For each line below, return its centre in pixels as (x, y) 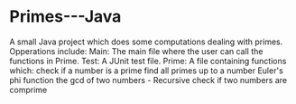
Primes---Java (65, 17)
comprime (28, 90)
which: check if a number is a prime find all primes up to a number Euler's (147, 71)
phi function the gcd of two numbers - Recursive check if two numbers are (148, 80)
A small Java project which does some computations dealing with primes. (146, 42)
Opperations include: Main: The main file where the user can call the (136, 51)
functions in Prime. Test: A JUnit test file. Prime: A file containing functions (148, 61)
